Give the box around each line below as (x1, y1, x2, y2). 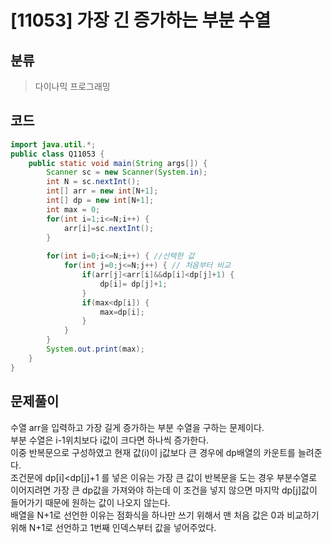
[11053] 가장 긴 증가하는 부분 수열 (10, 9, 272, 32)
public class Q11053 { (10, 149, 105, 159)
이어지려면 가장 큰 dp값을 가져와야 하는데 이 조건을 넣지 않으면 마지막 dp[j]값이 (10, 484, 318, 496)
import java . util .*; (10, 139, 97, 150)
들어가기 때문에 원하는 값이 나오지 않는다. (10, 496, 171, 508)
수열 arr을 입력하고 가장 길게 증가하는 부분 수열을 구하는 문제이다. (10, 421, 265, 433)
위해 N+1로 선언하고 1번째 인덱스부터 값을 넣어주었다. (10, 521, 217, 533)
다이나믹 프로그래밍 (34, 81, 111, 92)
